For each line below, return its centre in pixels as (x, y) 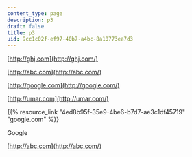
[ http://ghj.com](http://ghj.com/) (52, 59)
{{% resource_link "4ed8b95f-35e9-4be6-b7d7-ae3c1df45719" (96, 112)
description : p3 (30, 20)
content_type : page (35, 13)
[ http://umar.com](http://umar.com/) (58, 99)
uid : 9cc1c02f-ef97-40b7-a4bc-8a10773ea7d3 (70, 39)
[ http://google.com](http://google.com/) (63, 85)
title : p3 (21, 33)
